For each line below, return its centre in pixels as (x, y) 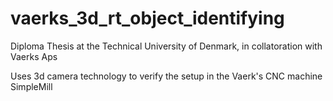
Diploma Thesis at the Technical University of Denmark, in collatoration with (166, 46)
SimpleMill (31, 86)
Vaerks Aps (34, 56)
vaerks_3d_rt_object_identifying (147, 18)
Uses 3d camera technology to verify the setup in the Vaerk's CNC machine (166, 76)
